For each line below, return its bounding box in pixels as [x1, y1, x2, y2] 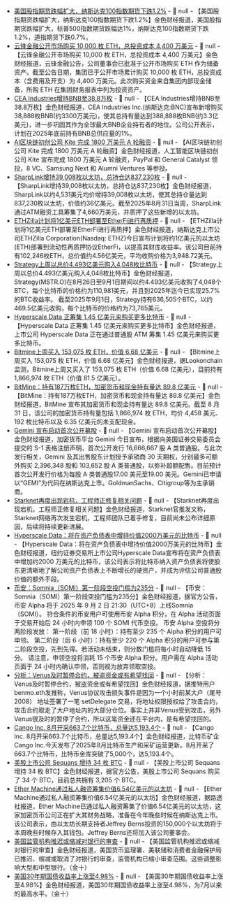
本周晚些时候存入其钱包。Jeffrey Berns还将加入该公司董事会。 [13, 828, 194, 836]
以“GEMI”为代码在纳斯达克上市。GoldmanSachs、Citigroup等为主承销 [13, 479, 215, 487]
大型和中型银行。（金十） [20, 863, 91, 871]
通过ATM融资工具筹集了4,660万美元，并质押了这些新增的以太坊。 [13, 208, 204, 216]
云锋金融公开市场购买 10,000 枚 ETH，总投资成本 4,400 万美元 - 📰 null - [13, 42, 221, 50]
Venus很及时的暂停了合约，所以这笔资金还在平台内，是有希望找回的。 [13, 715, 215, 723]
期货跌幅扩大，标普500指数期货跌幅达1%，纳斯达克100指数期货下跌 [13, 24, 209, 32]
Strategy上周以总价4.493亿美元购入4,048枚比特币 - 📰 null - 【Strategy [13, 260, 217, 268]
